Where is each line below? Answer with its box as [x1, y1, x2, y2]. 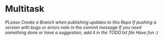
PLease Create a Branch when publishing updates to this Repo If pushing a [5, 19, 157, 25]
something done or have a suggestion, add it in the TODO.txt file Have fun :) [5, 29, 159, 35]
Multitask [5, 3, 44, 14]
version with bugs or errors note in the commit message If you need [5, 24, 142, 30]
